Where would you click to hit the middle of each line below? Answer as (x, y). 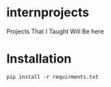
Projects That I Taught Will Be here (55, 31)
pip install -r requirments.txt (52, 77)
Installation (39, 59)
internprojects (48, 13)
